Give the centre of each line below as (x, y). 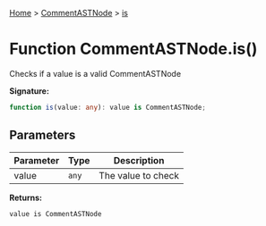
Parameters (43, 135)
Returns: (26, 197)
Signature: (29, 91)
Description (139, 160)
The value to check (138, 175)
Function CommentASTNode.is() (133, 49)
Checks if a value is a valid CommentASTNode (95, 73)
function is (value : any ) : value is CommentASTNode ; (107, 107)
